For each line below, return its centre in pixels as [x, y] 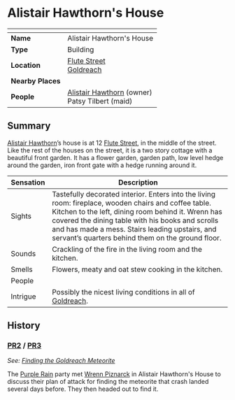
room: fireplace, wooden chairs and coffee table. [131, 203]
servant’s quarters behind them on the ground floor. [137, 238]
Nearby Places [36, 80]
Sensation [28, 182]
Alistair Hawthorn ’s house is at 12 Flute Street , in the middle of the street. [112, 143]
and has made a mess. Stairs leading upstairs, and [134, 229]
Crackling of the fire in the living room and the [127, 249]
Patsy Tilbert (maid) [100, 101]
